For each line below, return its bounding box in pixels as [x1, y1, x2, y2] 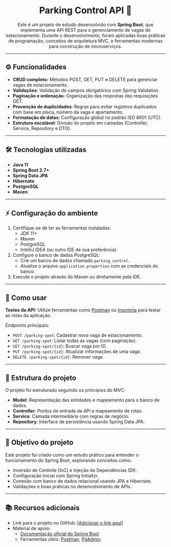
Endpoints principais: [5, 322, 50, 328]
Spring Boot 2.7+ [12, 167, 49, 173]
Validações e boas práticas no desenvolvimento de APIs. [12, 483, 132, 489]
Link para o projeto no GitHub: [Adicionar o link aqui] [12, 519, 123, 526]
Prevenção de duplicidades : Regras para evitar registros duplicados [12, 103, 157, 109]
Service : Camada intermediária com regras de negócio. [12, 413, 130, 419]
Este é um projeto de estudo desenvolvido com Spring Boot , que [17, 21, 154, 28]
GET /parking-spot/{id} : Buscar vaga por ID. [12, 343, 107, 349]
